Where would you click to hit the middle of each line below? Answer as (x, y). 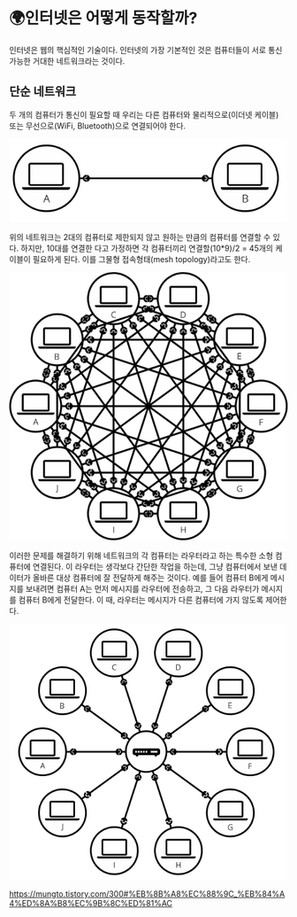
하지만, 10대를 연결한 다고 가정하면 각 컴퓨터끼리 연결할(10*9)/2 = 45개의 (147, 248)
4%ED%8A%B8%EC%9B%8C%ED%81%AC (91, 903)
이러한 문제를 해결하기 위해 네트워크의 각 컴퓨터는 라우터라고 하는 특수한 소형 (141, 556)
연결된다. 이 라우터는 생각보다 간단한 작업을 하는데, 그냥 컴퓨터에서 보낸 (155, 566)
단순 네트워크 (43, 92)
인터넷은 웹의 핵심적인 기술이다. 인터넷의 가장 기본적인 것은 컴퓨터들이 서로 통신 (146, 50)
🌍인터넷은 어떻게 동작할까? (103, 18)
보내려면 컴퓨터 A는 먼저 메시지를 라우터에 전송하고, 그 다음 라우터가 (142, 588)
